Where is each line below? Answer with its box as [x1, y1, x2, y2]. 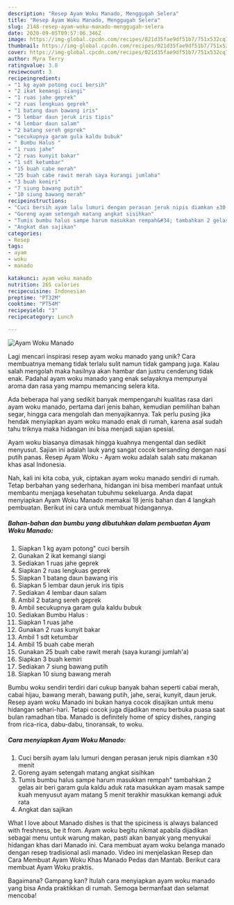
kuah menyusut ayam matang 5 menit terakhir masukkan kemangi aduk [17, 790, 222, 799]
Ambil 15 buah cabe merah [17, 640, 94, 649]
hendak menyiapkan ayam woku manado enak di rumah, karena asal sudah [8, 417, 223, 425]
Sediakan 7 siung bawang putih [17, 662, 108, 671]
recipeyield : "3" [8, 307, 58, 314]
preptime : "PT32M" [8, 294, 61, 301]
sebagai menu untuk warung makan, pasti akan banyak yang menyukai [8, 833, 211, 842]
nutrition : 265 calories [8, 281, 80, 288]
